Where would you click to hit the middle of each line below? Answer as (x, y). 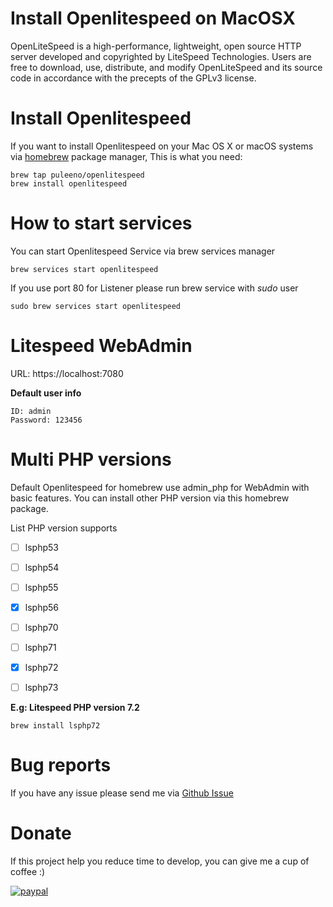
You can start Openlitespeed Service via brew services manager (143, 251)
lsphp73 (41, 688)
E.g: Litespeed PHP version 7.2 (75, 708)
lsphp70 (41, 627)
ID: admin (31, 411)
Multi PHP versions (91, 459)
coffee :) (28, 872)
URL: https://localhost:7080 (67, 373)
